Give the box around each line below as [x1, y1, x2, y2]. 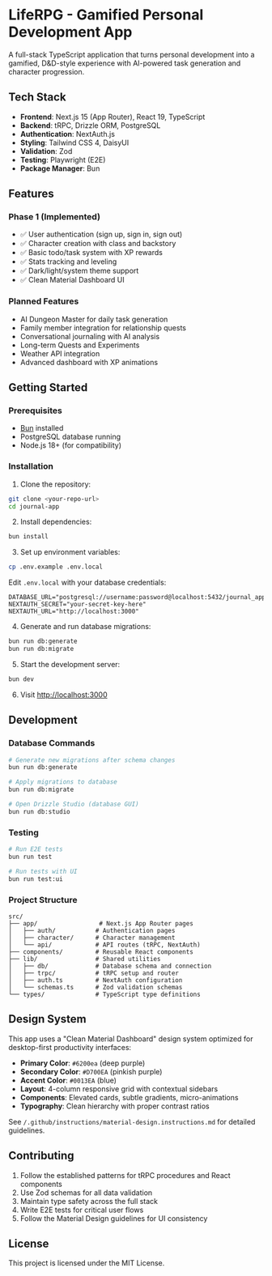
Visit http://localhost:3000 [19, 690, 108, 700]
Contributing [8, 1149, 74, 1163]
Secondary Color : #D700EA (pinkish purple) [19, 1066, 163, 1076]
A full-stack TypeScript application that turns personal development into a [8, 49, 255, 59]
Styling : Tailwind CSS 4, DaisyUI [19, 138, 130, 147]
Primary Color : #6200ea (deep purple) [19, 1058, 146, 1068]
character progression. [8, 66, 85, 76]
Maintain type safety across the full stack [19, 1196, 159, 1206]
